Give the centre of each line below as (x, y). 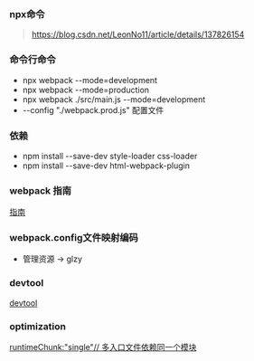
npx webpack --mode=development (90, 80)
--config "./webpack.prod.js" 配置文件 (93, 109)
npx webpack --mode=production (86, 90)
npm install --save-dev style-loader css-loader (110, 156)
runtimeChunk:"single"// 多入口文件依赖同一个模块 (103, 347)
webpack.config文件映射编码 (74, 238)
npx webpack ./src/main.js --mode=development (114, 99)
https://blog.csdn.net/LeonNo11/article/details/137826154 (138, 34)
